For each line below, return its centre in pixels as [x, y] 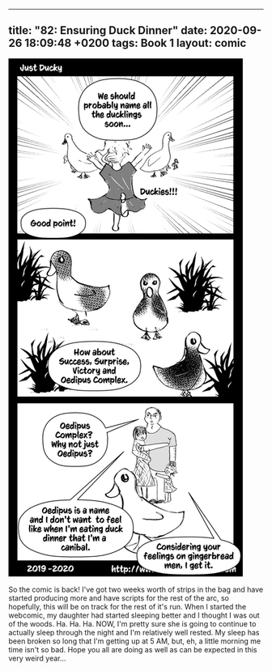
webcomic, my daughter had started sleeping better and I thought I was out [134, 615]
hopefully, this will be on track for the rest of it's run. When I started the [127, 606]
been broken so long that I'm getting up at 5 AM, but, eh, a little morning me [135, 641]
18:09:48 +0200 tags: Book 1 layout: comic [135, 43]
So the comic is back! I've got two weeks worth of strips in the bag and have [136, 589]
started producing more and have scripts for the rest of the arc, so [119, 598]
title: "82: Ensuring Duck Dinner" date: [108, 30]
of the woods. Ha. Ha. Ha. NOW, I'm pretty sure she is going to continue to [132, 623]
